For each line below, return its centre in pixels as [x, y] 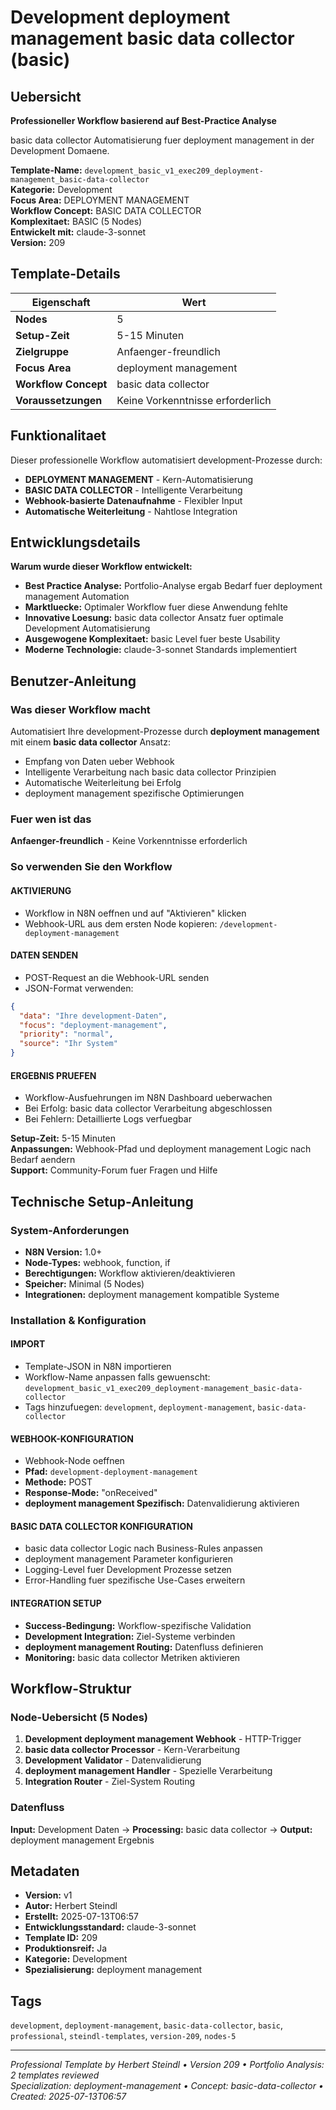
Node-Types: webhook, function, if [97, 1262]
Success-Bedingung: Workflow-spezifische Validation [138, 1625]
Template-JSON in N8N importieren [98, 1367]
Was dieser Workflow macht [80, 709]
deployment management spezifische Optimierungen [134, 793]
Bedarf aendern [43, 1160]
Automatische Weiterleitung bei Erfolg [103, 783]
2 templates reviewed [55, 2075]
